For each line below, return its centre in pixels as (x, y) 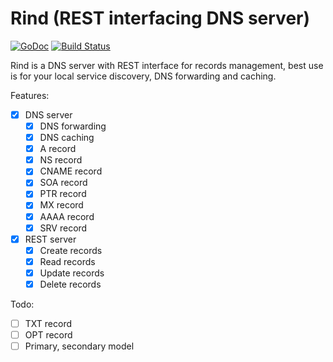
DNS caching (67, 138)
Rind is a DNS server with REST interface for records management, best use (167, 65)
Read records (67, 261)
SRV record (63, 228)
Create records (71, 250)
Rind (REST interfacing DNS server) (160, 18)
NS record (61, 160)
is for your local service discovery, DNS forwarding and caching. (143, 76)
